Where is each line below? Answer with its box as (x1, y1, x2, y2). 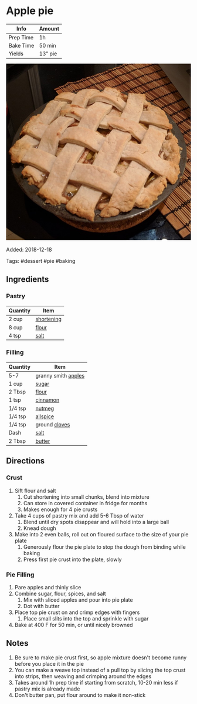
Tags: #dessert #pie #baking (6, 258, 76, 265)
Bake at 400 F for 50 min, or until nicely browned (14, 622, 133, 629)
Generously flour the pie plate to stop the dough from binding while (23, 543, 186, 550)
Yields (8, 50, 24, 57)
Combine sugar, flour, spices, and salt (14, 590, 107, 598)
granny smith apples (35, 372, 85, 379)
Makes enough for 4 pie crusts (23, 506, 98, 513)
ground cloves (35, 421, 70, 428)
